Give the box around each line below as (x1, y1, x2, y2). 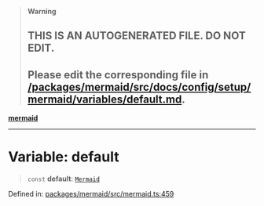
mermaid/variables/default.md (27, 92, 182, 106)
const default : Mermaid (27, 174, 101, 183)
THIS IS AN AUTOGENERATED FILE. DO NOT (27, 29, 246, 42)
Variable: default (8, 148, 119, 166)
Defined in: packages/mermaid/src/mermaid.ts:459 (8, 190, 174, 199)
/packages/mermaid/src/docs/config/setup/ (27, 80, 251, 93)
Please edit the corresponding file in (27, 68, 209, 81)
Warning (27, 7, 57, 16)
